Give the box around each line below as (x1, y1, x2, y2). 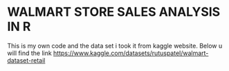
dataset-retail (7, 56, 46, 64)
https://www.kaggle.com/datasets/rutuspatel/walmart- (53, 49, 209, 57)
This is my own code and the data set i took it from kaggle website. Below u (7, 41, 223, 50)
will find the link (7, 49, 52, 57)
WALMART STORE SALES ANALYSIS (7, 4, 221, 20)
